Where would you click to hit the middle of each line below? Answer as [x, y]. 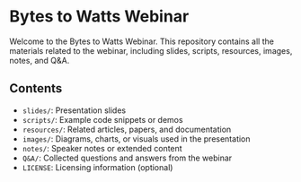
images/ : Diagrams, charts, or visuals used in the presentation [136, 139]
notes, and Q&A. [40, 60]
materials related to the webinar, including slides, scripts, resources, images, [151, 50]
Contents [36, 88]
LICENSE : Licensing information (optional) [97, 167]
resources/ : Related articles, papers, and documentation [127, 129]
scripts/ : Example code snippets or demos [102, 119]
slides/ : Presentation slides [74, 110]
